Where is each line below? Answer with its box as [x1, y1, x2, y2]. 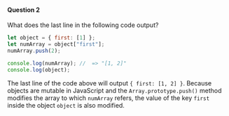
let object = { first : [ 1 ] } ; [7, 35, 96, 42]
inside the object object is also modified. [7, 101, 125, 109]
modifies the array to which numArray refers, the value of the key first [7, 94, 210, 102]
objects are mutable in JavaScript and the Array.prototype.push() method [7, 86, 222, 94]
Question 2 [7, 6, 41, 14]
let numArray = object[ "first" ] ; [7, 41, 105, 48]
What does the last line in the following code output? [7, 21, 159, 29]
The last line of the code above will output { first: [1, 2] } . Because [7, 78, 212, 87]
